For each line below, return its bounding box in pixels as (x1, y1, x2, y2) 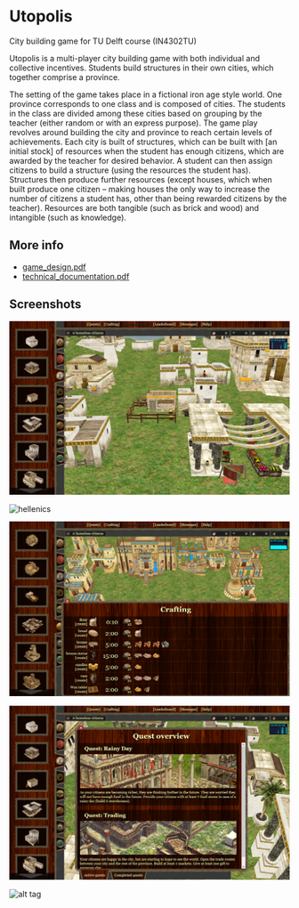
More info (9, 238, 64, 253)
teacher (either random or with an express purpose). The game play (9, 118, 258, 128)
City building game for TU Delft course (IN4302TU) (9, 36, 198, 46)
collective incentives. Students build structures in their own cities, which (9, 62, 274, 73)
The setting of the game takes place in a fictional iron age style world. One (9, 89, 283, 100)
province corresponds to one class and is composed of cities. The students (9, 98, 287, 109)
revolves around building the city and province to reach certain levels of (9, 126, 273, 137)
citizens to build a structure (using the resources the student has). (9, 165, 251, 175)
